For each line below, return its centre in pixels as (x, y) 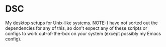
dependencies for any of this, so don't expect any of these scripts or (76, 28)
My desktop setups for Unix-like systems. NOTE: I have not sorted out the (81, 23)
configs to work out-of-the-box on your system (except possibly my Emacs (83, 33)
